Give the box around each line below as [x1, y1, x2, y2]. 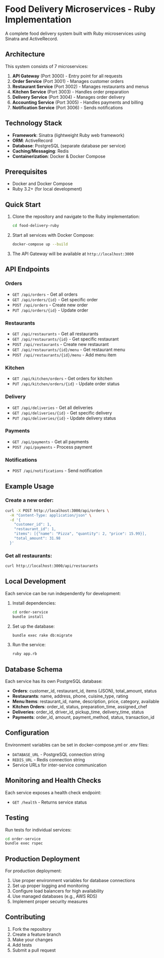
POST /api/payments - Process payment [12, 444, 92, 450]
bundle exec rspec [5, 841, 43, 846]
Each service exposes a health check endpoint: [5, 789, 102, 795]
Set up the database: [12, 623, 55, 629]
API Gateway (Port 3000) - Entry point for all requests [12, 73, 123, 79]
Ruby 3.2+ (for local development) [12, 186, 82, 192]
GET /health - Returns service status [12, 799, 87, 805]
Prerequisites [5, 167, 47, 176]
